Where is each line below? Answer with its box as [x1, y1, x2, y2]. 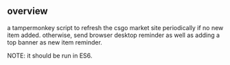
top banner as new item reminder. [7, 38, 103, 47]
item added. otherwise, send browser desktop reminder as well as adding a [7, 31, 220, 39]
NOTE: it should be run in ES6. [7, 51, 93, 60]
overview [7, 5, 48, 17]
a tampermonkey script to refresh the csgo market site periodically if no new [7, 23, 224, 31]
